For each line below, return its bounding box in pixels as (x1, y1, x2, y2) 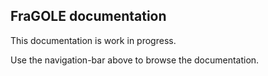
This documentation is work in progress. (10, 34, 177, 46)
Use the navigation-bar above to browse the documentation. (10, 54, 260, 66)
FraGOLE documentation (10, 8, 167, 25)
